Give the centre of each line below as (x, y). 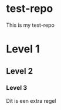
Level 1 (23, 49)
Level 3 (17, 88)
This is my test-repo (30, 25)
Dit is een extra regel (31, 100)
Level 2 (20, 71)
